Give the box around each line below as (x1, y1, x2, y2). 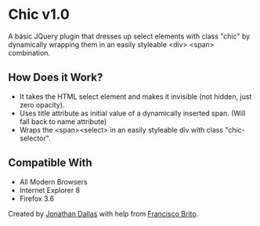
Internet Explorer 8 (19, 185, 81, 195)
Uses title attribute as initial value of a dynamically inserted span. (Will (19, 108, 246, 118)
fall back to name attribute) (19, 116, 107, 126)
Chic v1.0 (8, 5, 70, 24)
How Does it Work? (8, 71, 103, 84)
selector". (19, 133, 51, 143)
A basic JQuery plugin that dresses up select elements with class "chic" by (8, 31, 251, 41)
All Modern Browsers (19, 177, 88, 186)
